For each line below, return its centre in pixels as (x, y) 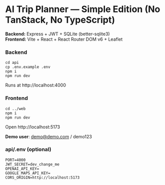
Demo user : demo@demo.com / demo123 (49, 136)
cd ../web (16, 109)
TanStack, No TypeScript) (60, 20)
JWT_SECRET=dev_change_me (32, 164)
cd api (12, 63)
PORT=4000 (16, 160)
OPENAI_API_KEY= (22, 169)
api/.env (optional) (28, 149)
